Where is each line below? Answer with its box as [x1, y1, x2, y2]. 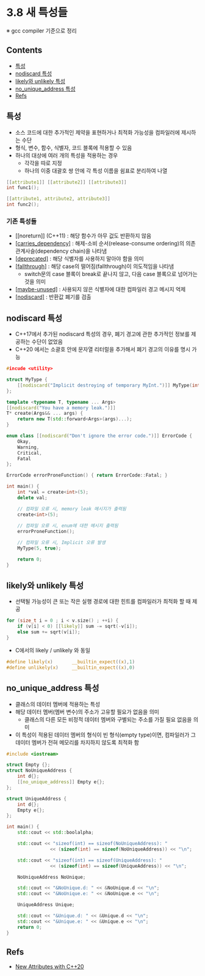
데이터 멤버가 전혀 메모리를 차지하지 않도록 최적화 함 [15, 739, 139, 746]
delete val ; [17, 494, 48, 501]
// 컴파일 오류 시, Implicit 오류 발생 [17, 540, 106, 546]
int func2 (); [6, 201, 40, 208]
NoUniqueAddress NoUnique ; [17, 874, 86, 880]
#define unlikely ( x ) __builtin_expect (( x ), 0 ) [6, 665, 135, 671]
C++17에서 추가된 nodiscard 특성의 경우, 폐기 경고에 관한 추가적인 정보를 [15, 330, 190, 338]
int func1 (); [6, 185, 40, 191]
